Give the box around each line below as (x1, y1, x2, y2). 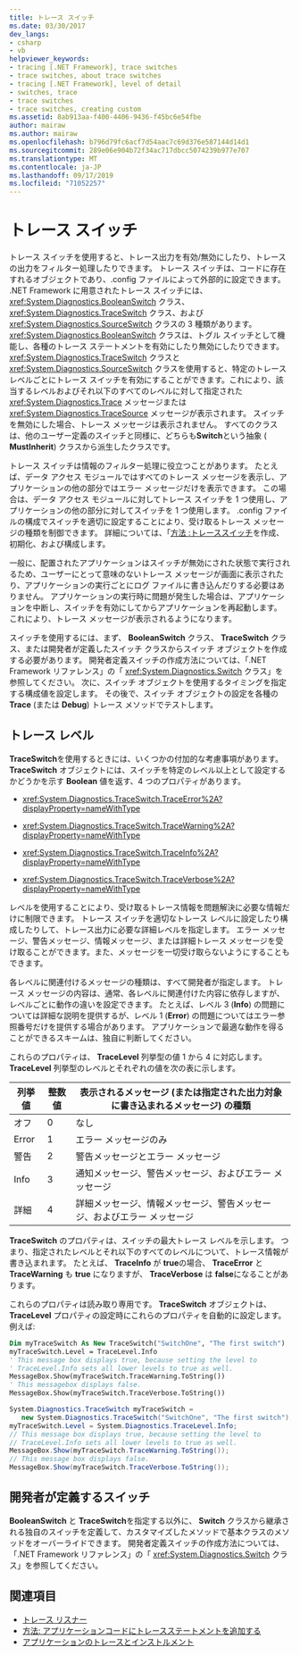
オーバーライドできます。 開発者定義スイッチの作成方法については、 (32, 1537, 284, 1548)
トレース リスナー (21, 1614, 87, 1625)
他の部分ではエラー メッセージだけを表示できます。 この (71, 483, 279, 494)
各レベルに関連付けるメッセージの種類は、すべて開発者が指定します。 (9, 976, 266, 987)
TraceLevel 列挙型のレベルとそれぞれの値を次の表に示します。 (9, 1062, 241, 1073)
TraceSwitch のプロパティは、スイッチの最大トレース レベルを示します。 (9, 1234, 279, 1246)
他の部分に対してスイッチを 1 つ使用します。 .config (71, 506, 263, 516)
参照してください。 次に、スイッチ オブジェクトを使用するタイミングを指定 (9, 677, 287, 688)
